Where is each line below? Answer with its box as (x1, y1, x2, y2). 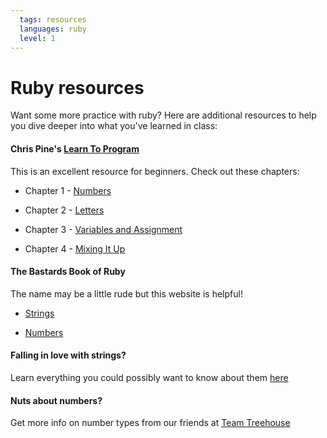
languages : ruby (19, 24, 87, 34)
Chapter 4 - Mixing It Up (24, 242, 126, 255)
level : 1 (19, 33, 56, 43)
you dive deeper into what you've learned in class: (10, 120, 218, 132)
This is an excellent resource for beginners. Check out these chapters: (10, 165, 300, 177)
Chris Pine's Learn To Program (10, 142, 140, 155)
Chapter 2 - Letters (24, 204, 105, 216)
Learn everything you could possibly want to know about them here (10, 371, 289, 383)
